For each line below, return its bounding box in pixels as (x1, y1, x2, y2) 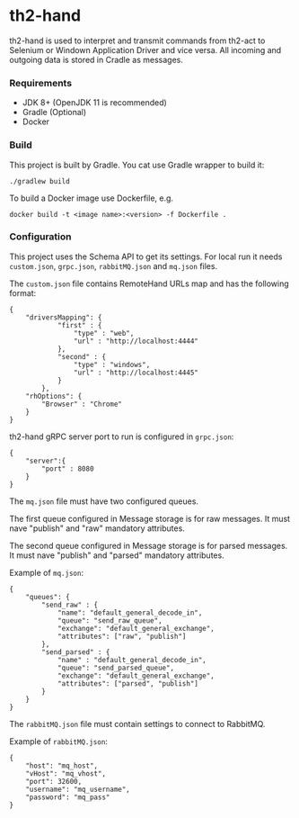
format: (9, 287, 37, 298)
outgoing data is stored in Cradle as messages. (9, 54, 184, 65)
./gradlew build (9, 176, 70, 185)
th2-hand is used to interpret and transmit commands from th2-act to (9, 35, 266, 46)
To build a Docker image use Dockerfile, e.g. (9, 193, 173, 203)
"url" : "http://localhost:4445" (73, 368, 199, 377)
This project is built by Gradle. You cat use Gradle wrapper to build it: (9, 159, 265, 170)
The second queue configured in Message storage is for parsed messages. (9, 540, 288, 551)
